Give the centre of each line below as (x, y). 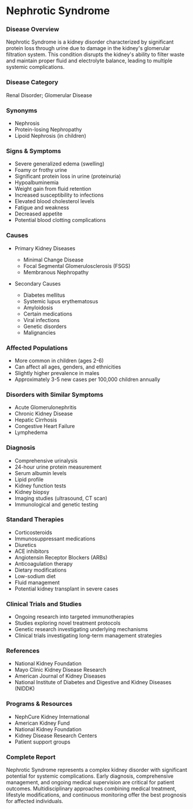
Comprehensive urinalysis (46, 460)
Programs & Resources (39, 704)
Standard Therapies (35, 519)
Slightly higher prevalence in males (57, 373)
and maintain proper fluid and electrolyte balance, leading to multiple (89, 61)
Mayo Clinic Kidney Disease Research (60, 670)
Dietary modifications (40, 570)
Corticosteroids (33, 532)
